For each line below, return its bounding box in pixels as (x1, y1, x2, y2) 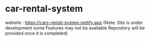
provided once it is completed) (5, 30, 68, 36)
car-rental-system (5, 3, 83, 14)
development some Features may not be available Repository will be (5, 24, 145, 30)
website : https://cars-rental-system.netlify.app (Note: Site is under (5, 19, 143, 25)
